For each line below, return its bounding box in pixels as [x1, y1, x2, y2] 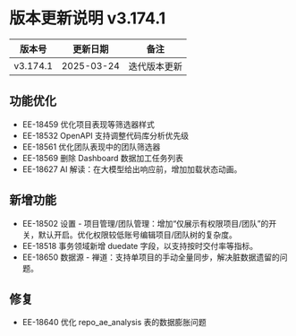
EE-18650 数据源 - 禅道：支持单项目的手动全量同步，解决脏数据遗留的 [21, 252, 280, 263]
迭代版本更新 [128, 60, 183, 73]
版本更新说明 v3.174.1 [9, 8, 166, 29]
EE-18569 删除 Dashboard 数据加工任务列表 [21, 152, 184, 163]
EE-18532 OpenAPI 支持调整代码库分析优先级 [21, 130, 190, 141]
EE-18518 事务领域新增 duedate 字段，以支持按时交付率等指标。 [21, 240, 258, 251]
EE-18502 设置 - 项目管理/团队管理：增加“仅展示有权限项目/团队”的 [21, 218, 269, 228]
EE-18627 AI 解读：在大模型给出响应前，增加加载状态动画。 [21, 163, 242, 175]
